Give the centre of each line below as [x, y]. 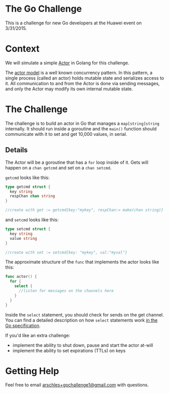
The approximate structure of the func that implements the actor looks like [82, 262]
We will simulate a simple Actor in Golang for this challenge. [67, 63]
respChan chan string [33, 196]
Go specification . [23, 326]
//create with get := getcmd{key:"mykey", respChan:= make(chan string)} [84, 210]
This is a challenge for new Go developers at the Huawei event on [74, 23]
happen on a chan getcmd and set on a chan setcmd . [59, 167]
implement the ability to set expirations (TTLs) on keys [69, 350]
